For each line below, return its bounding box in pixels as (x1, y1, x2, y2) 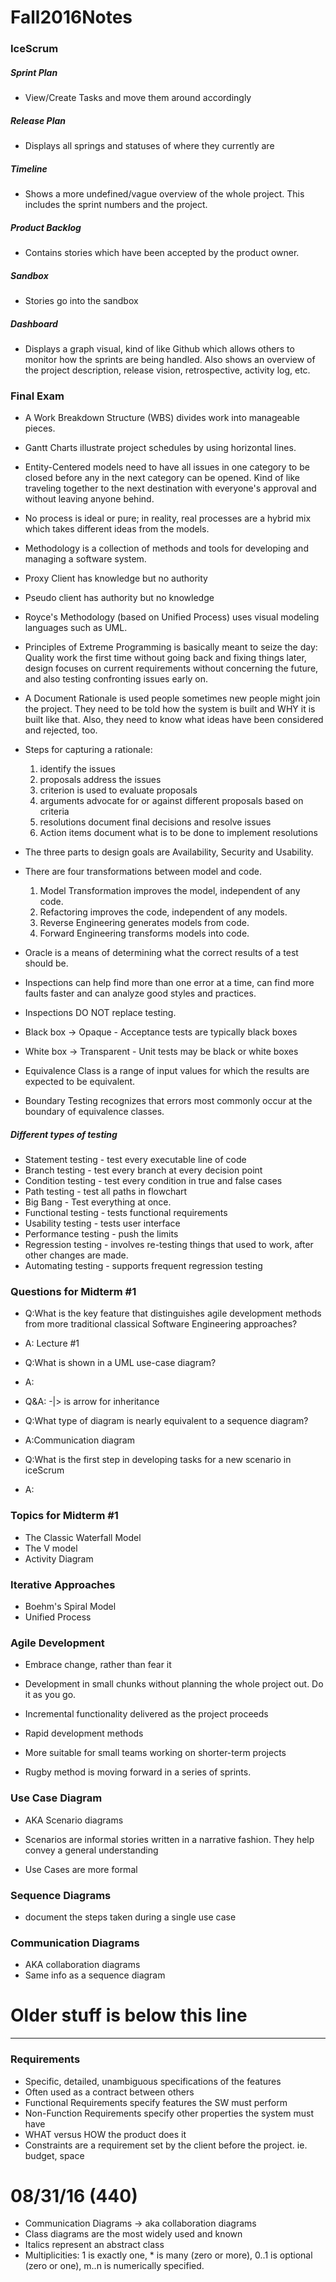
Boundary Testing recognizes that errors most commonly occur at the (24, 1095, 313, 1107)
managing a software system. (24, 553, 147, 565)
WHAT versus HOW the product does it (24, 2128, 187, 2140)
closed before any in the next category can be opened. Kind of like (24, 472, 301, 484)
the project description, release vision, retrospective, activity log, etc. (24, 364, 311, 376)
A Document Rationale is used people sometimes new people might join (24, 692, 321, 705)
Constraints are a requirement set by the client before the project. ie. (24, 2139, 308, 2151)
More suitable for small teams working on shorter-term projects (24, 1747, 287, 1759)
